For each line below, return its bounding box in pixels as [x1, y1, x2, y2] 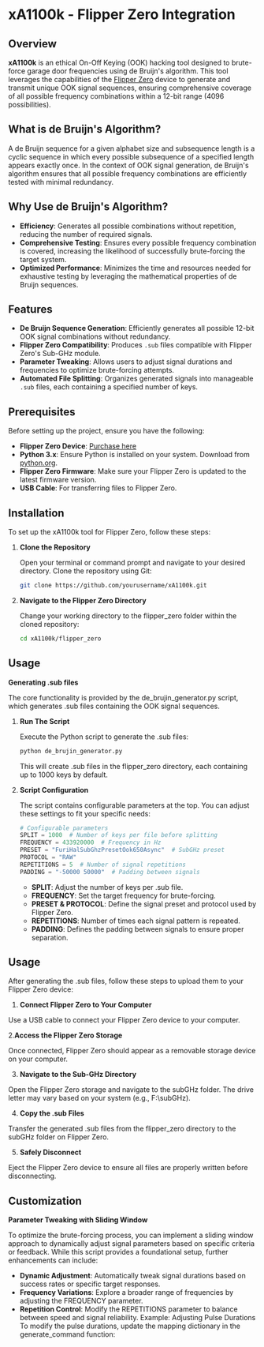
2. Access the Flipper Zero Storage [8, 1030, 123, 1040]
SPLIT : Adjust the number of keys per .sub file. [31, 882, 184, 891]
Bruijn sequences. [19, 280, 79, 289]
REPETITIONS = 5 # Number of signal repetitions [19, 861, 187, 869]
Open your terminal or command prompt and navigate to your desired [19, 558, 246, 568]
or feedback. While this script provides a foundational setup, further [8, 1248, 229, 1257]
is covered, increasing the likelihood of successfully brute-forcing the [19, 246, 246, 256]
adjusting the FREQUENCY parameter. [19, 1296, 143, 1306]
